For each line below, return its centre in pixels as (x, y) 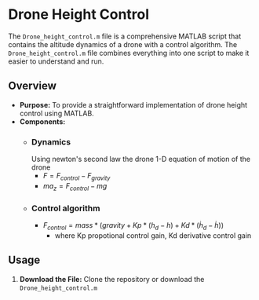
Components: (42, 121)
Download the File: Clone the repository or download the (112, 279)
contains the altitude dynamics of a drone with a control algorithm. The (123, 44)
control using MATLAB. (57, 113)
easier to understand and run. (56, 61)
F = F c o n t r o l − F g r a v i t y (77, 177)
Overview (33, 86)
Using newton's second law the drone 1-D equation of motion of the (141, 159)
